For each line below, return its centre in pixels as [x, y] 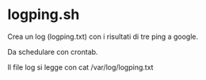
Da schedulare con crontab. [53, 51]
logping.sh [44, 15]
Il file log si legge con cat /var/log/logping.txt [80, 67]
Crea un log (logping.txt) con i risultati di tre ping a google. [103, 36]
